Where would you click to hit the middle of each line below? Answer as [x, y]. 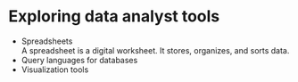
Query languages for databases [79, 60]
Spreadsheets [47, 41]
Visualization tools [55, 70]
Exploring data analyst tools [114, 16]
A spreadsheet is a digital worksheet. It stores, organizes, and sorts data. [155, 50]
